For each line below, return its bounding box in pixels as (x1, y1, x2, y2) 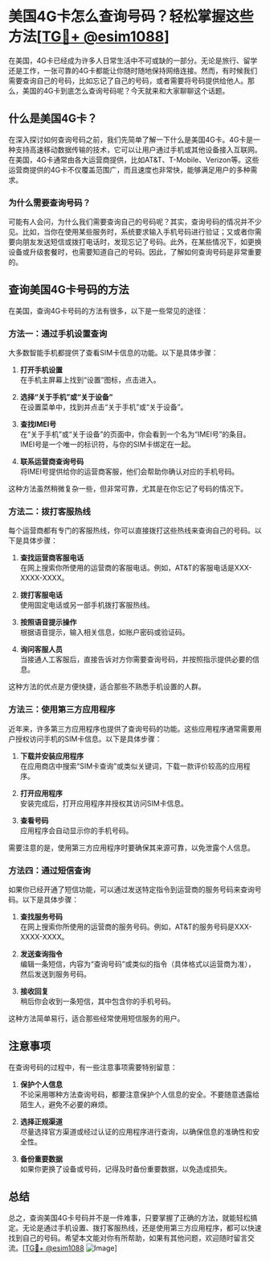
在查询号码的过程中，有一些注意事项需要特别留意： (8, 1062, 178, 1072)
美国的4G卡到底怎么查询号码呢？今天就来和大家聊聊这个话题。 (22, 85, 230, 95)
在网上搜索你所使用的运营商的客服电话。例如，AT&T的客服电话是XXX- (19, 563, 252, 573)
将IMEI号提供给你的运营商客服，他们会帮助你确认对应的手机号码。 (19, 467, 239, 476)
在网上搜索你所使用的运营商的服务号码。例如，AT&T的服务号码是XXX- (19, 922, 252, 931)
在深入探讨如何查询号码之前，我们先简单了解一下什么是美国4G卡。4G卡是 (8, 135, 253, 144)
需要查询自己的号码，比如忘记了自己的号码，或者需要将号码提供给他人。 (8, 76, 247, 85)
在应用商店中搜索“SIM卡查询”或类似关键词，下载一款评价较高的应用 (19, 761, 243, 770)
